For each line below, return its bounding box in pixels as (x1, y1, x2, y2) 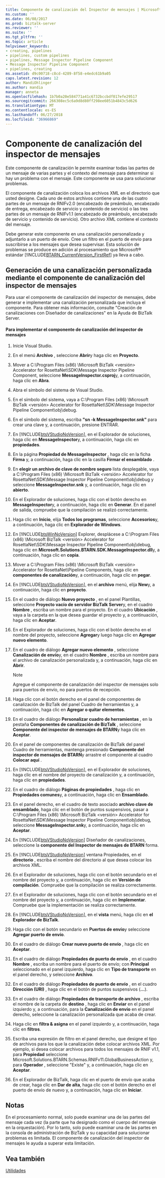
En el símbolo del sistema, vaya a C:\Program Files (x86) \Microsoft (12, 396, 149, 402)
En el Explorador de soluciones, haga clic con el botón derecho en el (12, 626, 151, 632)
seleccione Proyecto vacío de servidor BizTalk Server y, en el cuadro (12, 601, 153, 607)
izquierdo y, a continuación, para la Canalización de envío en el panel (12, 1006, 154, 1012)
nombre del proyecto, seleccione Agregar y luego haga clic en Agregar (12, 632, 156, 638)
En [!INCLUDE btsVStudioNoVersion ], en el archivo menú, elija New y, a (12, 581, 155, 588)
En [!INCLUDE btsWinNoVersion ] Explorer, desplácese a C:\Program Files (12, 531, 160, 537)
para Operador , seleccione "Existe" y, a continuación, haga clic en (12, 1061, 148, 1067)
